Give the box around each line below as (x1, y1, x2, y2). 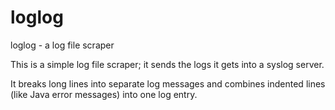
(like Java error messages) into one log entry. (10, 88, 198, 100)
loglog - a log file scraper (10, 39, 115, 51)
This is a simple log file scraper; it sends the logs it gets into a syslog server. (10, 58, 325, 70)
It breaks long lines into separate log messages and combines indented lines (10, 77, 326, 90)
